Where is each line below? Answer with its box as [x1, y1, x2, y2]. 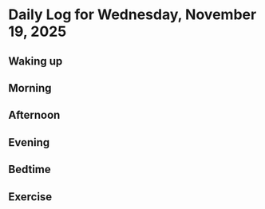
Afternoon [8, 108, 61, 122]
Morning [8, 81, 52, 95]
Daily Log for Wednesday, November [8, 6, 257, 24]
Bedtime [8, 163, 52, 176]
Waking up [8, 54, 63, 68]
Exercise [8, 190, 53, 203]
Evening [8, 136, 50, 149]
